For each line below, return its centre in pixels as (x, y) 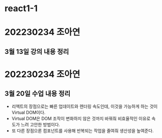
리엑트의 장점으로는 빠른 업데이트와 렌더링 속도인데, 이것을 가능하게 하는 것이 (85, 106)
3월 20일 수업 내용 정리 (38, 94)
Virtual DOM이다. (29, 112)
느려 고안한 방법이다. (40, 124)
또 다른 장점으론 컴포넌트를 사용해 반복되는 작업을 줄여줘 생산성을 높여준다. (83, 130)
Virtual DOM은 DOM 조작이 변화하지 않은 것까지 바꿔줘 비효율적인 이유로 (81, 118)
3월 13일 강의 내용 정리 (37, 52)
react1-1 (21, 9)
